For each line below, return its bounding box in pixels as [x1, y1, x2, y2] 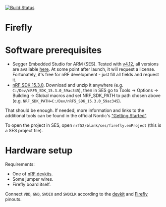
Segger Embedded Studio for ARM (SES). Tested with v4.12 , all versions [12, 61, 159, 67]
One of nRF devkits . [12, 171, 53, 177]
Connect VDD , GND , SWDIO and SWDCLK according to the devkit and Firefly [5, 191, 148, 197]
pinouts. [5, 196, 22, 203]
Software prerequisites [5, 45, 102, 56]
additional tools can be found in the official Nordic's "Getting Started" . [5, 113, 148, 119]
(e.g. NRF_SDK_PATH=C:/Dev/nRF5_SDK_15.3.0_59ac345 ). [12, 98, 121, 104]
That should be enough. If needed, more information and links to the [5, 107, 145, 113]
